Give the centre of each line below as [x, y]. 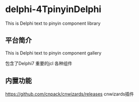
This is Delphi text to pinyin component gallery [53, 53]
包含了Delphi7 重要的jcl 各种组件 [39, 63]
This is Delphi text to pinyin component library [53, 23]
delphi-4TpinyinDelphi [53, 9]
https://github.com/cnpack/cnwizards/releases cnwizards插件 [70, 94]
